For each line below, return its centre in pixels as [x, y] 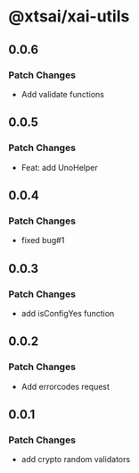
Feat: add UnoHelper [60, 167]
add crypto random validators [76, 460]
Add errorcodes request [65, 386]
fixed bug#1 [43, 241]
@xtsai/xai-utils [69, 17]
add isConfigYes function [68, 313]
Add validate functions [62, 94]
